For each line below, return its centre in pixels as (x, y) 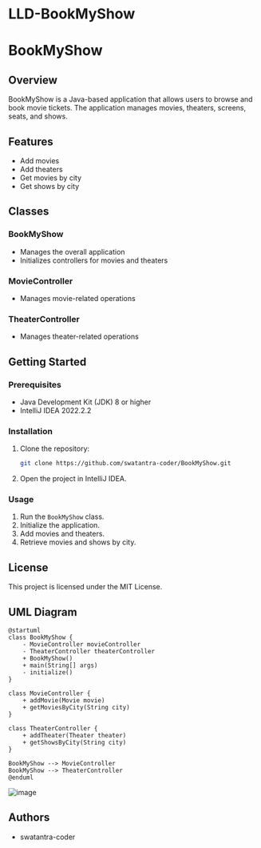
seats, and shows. (38, 116)
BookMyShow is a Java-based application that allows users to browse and (130, 99)
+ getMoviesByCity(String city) (76, 708)
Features (31, 141)
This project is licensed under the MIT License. (85, 587)
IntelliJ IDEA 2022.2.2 (55, 410)
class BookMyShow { (41, 637)
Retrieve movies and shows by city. (78, 542)
